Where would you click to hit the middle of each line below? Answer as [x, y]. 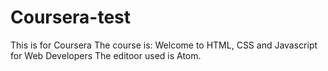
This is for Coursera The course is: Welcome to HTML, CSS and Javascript [164, 45]
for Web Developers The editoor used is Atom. [106, 55]
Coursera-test [71, 17]
